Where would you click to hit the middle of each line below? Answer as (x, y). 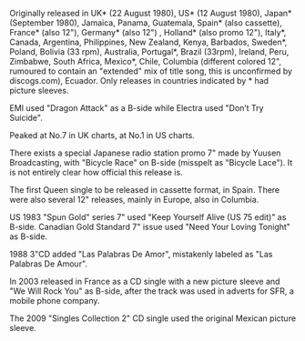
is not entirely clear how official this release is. (97, 172)
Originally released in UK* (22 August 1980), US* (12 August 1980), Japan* (151, 13)
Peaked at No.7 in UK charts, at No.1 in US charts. (102, 135)
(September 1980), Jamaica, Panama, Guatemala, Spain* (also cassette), (146, 23)
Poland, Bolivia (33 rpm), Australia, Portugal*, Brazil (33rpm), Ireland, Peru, (149, 52)
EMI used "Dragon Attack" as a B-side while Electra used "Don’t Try (137, 108)
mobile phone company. (55, 301)
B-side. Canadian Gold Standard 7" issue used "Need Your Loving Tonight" (150, 227)
